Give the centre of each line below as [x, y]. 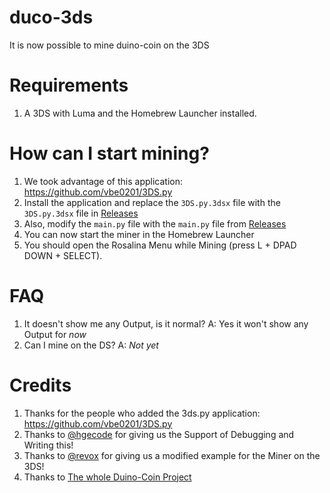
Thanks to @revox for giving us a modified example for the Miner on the [172, 455]
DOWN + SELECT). [63, 255]
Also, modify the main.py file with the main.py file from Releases [155, 223]
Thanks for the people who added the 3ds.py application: [142, 413]
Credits [40, 385]
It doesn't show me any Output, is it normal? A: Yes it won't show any [166, 323]
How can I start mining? [109, 153]
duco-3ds [51, 17]
